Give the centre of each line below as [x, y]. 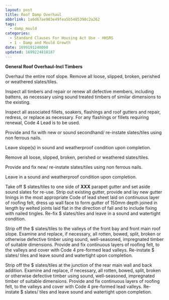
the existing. [18, 102]
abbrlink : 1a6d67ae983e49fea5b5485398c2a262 [53, 19]
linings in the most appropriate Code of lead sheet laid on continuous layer [82, 197]
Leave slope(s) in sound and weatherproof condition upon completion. [78, 147]
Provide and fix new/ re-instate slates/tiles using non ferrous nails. [74, 167]
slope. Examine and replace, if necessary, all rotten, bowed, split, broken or [83, 234]
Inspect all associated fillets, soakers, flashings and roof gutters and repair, [83, 112]
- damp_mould [23, 29]
